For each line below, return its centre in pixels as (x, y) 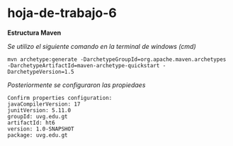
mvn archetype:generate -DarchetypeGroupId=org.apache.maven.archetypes (117, 59)
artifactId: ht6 (31, 123)
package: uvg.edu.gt (38, 135)
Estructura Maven (34, 33)
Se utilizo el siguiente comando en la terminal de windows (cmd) (102, 46)
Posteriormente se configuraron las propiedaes (76, 85)
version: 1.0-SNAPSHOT (41, 129)
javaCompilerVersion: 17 (44, 104)
